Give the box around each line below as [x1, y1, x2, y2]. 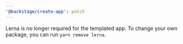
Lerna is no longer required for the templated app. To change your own [5, 25, 178, 32]
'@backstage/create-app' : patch [5, 8, 85, 15]
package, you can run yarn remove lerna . [5, 31, 107, 38]
